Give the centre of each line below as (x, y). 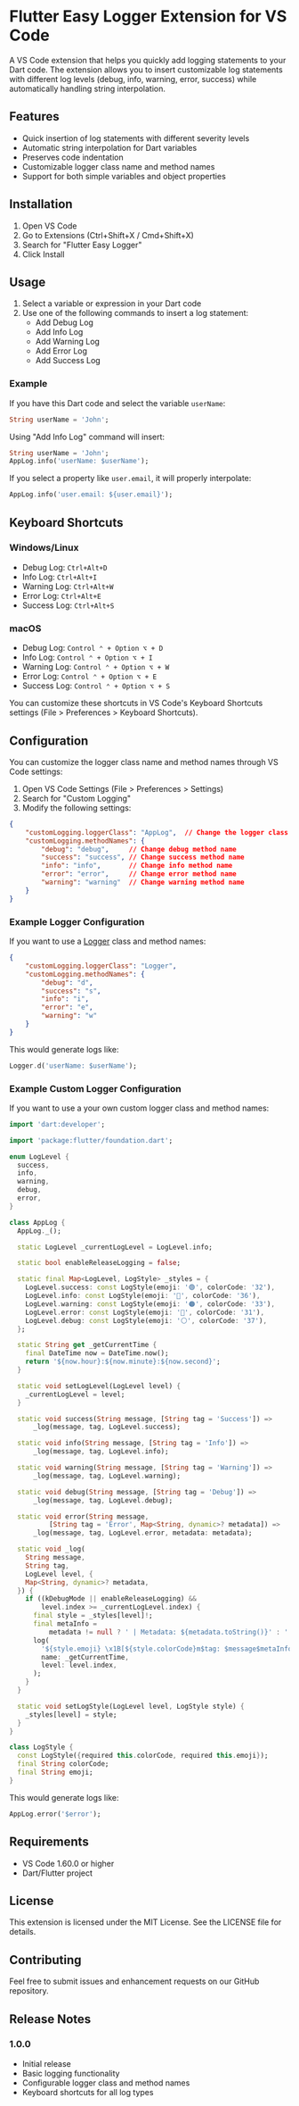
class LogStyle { (41, 1747)
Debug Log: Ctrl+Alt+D (65, 567)
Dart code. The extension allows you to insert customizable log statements (146, 70)
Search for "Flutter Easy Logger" (82, 245)
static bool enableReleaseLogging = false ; (99, 1263)
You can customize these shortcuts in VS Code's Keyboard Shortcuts (136, 703)
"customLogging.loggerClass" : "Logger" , (101, 966)
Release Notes (50, 2019)
